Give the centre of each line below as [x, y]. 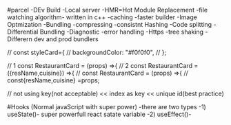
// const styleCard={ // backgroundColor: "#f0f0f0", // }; [87, 52]
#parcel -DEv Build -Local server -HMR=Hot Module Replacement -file [108, 10]
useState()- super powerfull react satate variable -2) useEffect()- [99, 114]
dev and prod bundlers [66, 39]
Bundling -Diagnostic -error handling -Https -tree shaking [122, 32]
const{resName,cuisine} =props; [53, 80]
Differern [20, 39]
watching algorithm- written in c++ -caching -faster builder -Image [102, 17]
